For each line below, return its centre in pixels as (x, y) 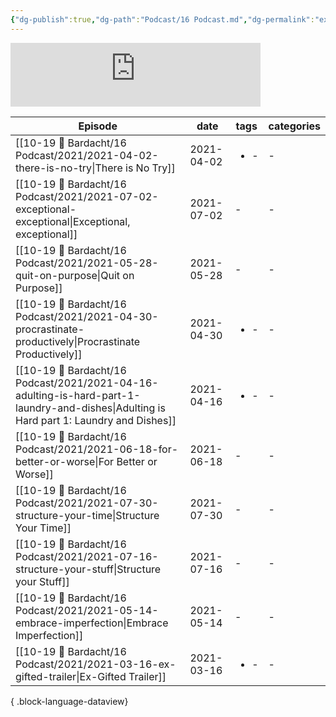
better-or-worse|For (65, 461)
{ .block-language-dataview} (69, 701)
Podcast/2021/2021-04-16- (87, 383)
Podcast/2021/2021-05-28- (87, 263)
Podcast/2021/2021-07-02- (87, 196)
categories (294, 126)
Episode (98, 126)
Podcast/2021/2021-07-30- (87, 503)
